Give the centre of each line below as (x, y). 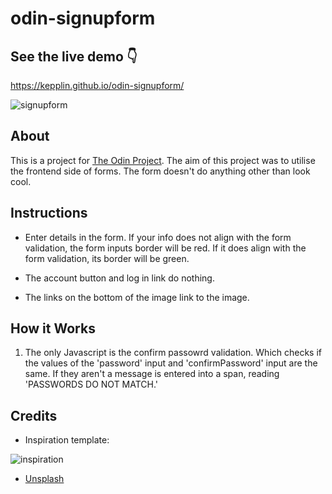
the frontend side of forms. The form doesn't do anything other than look (160, 171)
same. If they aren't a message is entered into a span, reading (152, 374)
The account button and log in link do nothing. (119, 278)
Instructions (49, 213)
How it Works (53, 328)
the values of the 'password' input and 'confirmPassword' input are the (171, 363)
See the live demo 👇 (74, 56)
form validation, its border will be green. (107, 258)
